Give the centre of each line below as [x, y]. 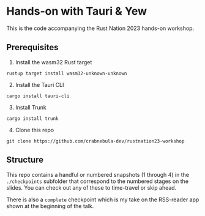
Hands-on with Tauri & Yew [77, 11]
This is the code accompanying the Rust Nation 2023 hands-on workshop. [100, 28]
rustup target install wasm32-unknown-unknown [67, 73]
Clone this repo [34, 130]
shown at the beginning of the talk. [50, 206]
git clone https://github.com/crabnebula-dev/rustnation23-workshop [95, 141]
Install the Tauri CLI [39, 84]
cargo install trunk [33, 118]
